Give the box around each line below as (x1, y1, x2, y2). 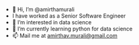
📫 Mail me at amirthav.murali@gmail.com (12, 32, 118, 39)
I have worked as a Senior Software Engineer (12, 12, 126, 19)
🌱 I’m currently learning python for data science (12, 25, 133, 32)
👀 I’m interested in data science (12, 19, 92, 26)
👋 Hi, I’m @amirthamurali (12, 6, 75, 13)
